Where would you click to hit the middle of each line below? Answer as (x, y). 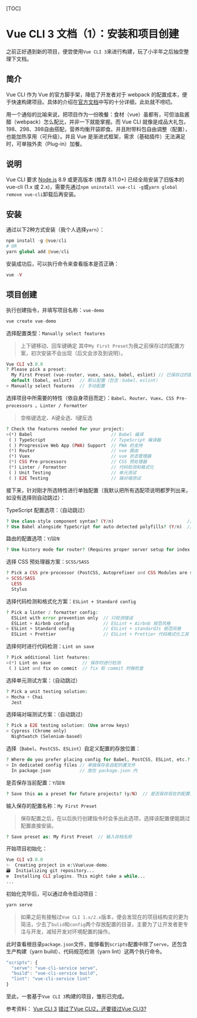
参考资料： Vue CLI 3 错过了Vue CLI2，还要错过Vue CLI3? (76, 1009)
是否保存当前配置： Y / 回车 (36, 783)
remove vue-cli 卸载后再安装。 (43, 194)
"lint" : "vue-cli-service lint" (51, 979)
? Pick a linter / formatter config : (52, 612)
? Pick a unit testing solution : (47, 691)
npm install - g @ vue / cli (36, 241)
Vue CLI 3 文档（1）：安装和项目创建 (93, 34)
